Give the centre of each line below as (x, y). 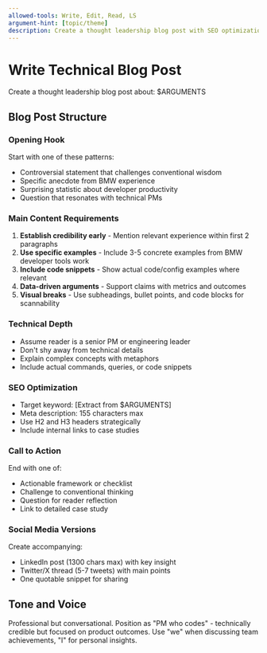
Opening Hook (37, 139)
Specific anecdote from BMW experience (87, 181)
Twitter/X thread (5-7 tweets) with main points (95, 571)
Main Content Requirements (64, 218)
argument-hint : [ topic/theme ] (58, 23)
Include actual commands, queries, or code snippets (106, 366)
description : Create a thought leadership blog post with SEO (113, 30)
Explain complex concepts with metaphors (89, 358)
